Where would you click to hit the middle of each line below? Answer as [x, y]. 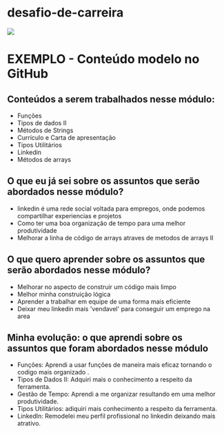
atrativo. [29, 423]
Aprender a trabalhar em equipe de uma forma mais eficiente [104, 302]
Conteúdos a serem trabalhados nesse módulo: [111, 99]
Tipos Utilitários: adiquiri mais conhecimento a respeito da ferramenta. [117, 409]
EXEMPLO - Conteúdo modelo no [103, 59]
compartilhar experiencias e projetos [69, 215]
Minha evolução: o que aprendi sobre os [95, 338]
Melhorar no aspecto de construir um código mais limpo [97, 286]
